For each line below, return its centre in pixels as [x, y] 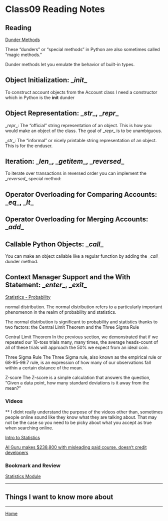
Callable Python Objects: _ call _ [54, 244]
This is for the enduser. [29, 146]
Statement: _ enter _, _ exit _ [46, 285]
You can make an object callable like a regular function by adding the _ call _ [82, 256]
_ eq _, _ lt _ [19, 202]
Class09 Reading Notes [55, 9]
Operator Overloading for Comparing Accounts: [81, 194]
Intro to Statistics [22, 438]
